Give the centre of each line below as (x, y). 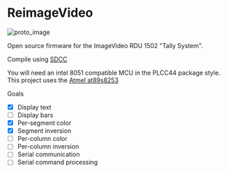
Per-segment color (44, 123)
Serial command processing (57, 163)
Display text (34, 107)
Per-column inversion (48, 146)
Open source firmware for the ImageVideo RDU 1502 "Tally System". (105, 45)
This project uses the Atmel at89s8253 (63, 80)
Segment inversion (44, 131)
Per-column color (42, 139)
